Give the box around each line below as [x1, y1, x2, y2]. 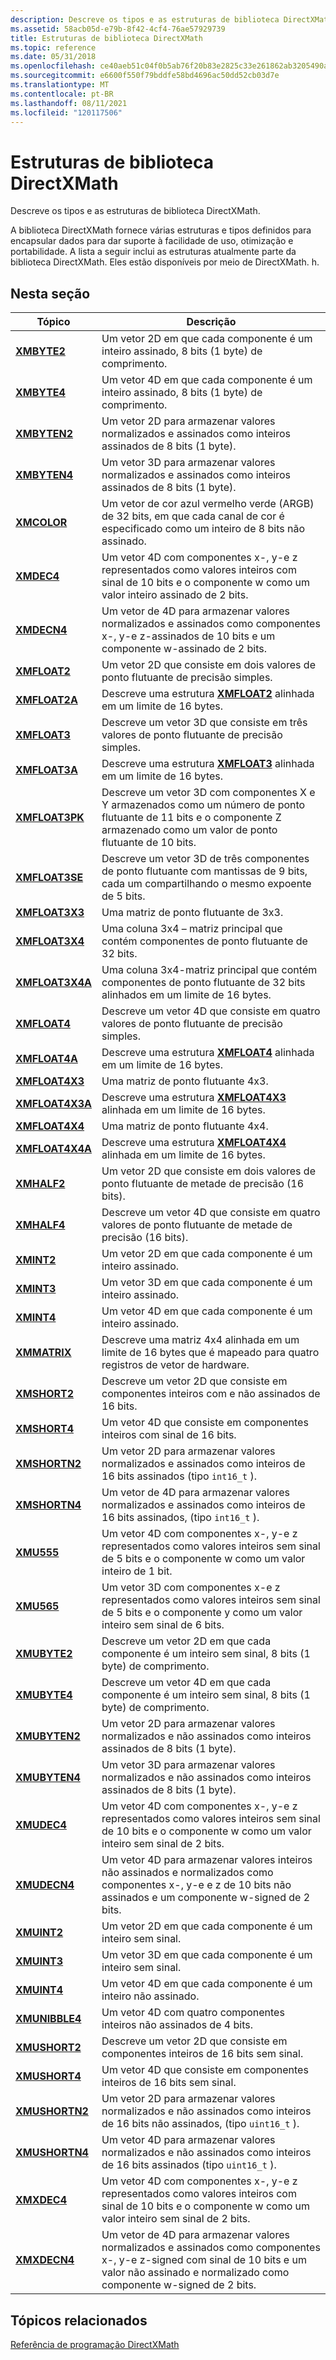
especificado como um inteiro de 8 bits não [101, 522, 305, 536]
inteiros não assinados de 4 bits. [101, 2018, 253, 2032]
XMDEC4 [15, 569, 60, 583]
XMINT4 [15, 1311, 57, 1325]
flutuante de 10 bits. [101, 836, 197, 850]
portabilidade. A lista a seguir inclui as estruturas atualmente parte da [10, 246, 297, 258]
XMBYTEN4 [15, 468, 74, 482]
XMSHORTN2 [15, 1457, 82, 1471]
